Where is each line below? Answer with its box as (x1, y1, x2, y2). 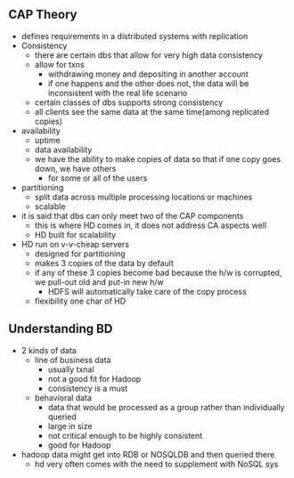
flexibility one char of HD (34, 296, 127, 306)
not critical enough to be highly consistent (47, 430, 203, 441)
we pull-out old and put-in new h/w (34, 276, 164, 288)
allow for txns (34, 59, 86, 69)
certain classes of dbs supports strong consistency (34, 97, 224, 108)
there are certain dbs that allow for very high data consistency (34, 49, 264, 61)
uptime (34, 134, 61, 145)
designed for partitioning (34, 248, 126, 259)
